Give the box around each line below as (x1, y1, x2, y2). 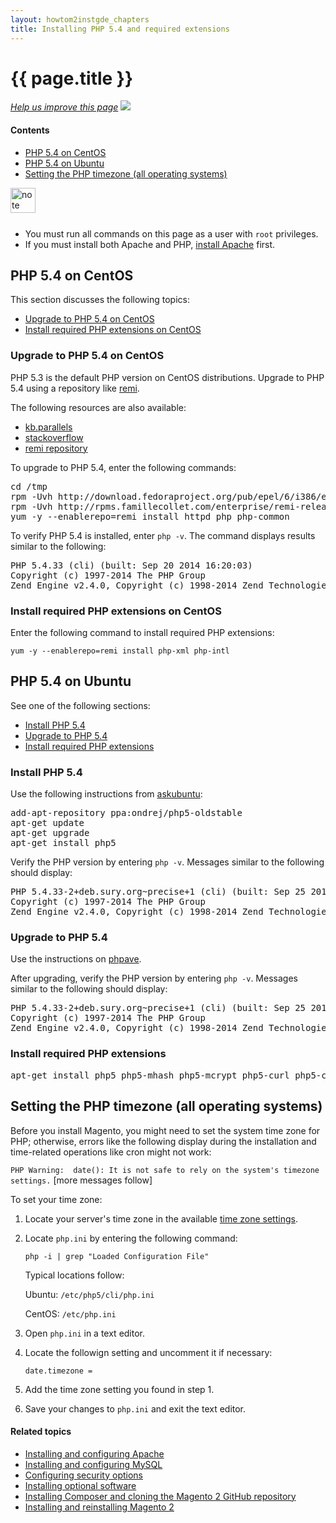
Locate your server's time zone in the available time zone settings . (24, 1212, 298, 1225)
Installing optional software (24, 1479, 137, 1491)
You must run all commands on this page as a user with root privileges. (24, 227, 319, 240)
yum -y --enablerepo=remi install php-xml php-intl (10, 646, 230, 656)
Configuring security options (24, 1469, 143, 1481)
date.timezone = (24, 1366, 93, 1376)
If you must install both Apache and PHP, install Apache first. (24, 238, 276, 250)
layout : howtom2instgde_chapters (10, 14, 150, 25)
